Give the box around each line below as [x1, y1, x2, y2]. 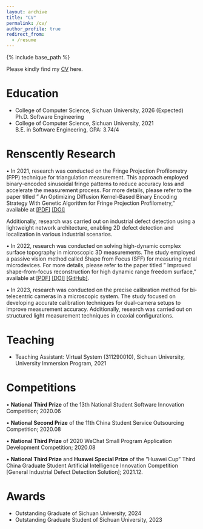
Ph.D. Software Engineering [15, 113, 84, 120]
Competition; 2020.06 [6, 407, 61, 414]
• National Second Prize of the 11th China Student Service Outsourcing [6, 419, 184, 426]
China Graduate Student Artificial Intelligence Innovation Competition [6, 462, 179, 469]
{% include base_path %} [6, 54, 70, 61]
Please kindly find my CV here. [6, 65, 83, 73]
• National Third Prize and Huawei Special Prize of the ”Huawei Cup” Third [6, 455, 196, 462]
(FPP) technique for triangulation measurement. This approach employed [6, 173, 189, 181]
